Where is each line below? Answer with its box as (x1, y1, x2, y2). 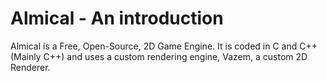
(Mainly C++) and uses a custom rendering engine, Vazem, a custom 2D (10, 50, 308, 62)
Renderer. (10, 61, 51, 73)
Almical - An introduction (10, 7, 224, 30)
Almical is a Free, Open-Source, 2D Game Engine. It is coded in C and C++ (10, 40, 318, 52)
